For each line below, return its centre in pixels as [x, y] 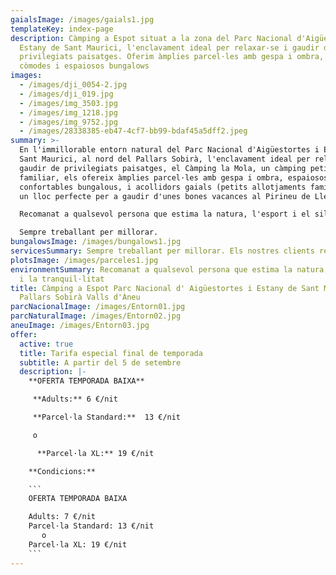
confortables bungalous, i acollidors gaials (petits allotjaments [163, 187]
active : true [46, 344]
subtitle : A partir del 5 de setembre [100, 362]
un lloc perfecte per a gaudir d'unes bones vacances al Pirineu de [165, 196]
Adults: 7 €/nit [62, 517]
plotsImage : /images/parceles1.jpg [84, 260]
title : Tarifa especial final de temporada [111, 353]
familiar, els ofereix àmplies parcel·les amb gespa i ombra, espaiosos [174, 177]
